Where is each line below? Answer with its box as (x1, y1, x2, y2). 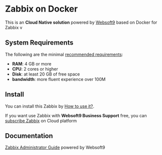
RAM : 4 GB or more (12, 61, 52, 66)
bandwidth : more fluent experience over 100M (12, 76, 106, 82)
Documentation (5, 132, 53, 140)
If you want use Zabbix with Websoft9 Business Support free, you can (5, 112, 147, 118)
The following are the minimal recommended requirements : (5, 51, 123, 57)
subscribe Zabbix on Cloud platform (5, 118, 77, 124)
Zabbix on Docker (5, 3, 78, 15)
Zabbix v (5, 24, 23, 30)
